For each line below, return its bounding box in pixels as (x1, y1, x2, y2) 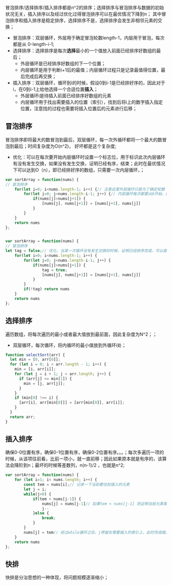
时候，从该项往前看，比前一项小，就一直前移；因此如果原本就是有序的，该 (5, 456, 162, 462)
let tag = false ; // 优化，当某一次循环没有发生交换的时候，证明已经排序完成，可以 (5, 249, 163, 254)
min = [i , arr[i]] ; (14, 367, 56, 372)
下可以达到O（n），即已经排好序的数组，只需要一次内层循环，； (12, 167, 145, 173)
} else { (32, 511, 50, 516)
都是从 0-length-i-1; (12, 41, 55, 47)
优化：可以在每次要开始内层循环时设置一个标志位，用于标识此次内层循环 (12, 154, 165, 160)
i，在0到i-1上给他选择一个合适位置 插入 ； (12, 86, 98, 92)
